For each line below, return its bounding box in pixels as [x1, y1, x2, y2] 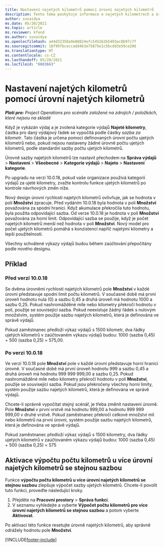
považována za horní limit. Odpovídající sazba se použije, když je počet [5, 215, 149, 221]
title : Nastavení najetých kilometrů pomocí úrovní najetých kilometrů [5, 7, 154, 12]
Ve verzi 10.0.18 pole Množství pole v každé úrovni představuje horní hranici [5, 361, 159, 366]
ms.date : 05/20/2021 [5, 21, 47, 26]
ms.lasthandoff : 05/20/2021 [5, 57, 62, 62]
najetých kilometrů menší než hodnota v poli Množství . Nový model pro [5, 221, 149, 227]
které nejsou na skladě [5, 115, 51, 121]
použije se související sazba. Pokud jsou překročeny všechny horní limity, [5, 381, 153, 388]
